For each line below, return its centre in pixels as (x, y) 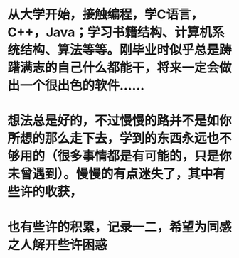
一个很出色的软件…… (83, 86)
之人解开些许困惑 (58, 245)
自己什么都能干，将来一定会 (138, 68)
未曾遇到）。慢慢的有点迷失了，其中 (110, 174)
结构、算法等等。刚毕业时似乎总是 (120, 50)
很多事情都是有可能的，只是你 (145, 156)
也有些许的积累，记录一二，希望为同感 (120, 227)
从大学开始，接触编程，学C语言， (106, 15)
